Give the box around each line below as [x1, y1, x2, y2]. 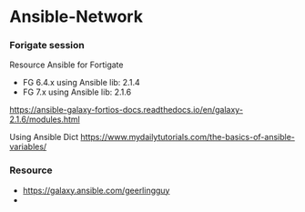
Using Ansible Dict [9, 132, 79, 143]
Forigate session [9, 39, 85, 52]
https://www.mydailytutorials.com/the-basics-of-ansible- [80, 132, 296, 143]
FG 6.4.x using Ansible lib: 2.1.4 [22, 77, 140, 88]
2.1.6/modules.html [9, 114, 80, 125]
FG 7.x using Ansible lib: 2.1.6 [22, 86, 132, 97]
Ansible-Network [9, 6, 144, 27]
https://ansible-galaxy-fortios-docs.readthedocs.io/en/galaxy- [9, 105, 244, 116]
